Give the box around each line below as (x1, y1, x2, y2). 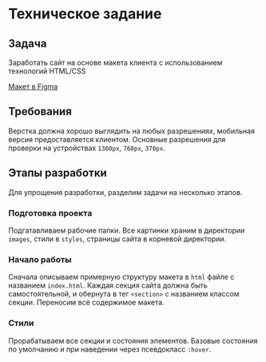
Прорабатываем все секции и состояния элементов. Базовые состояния (8, 336, 258, 345)
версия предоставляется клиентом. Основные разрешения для (8, 134, 226, 144)
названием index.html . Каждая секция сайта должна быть (8, 280, 208, 290)
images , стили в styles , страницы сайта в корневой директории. (8, 233, 227, 244)
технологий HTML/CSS (8, 66, 86, 76)
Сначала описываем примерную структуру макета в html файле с (8, 272, 235, 282)
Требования (8, 105, 72, 118)
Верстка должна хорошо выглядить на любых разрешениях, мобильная (8, 125, 256, 136)
